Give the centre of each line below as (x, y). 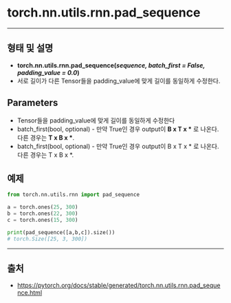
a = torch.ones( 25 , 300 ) (43, 207)
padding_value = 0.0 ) (48, 72)
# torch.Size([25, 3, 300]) (47, 239)
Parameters (33, 103)
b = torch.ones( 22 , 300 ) (43, 214)
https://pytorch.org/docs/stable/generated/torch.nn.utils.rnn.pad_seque (119, 285)
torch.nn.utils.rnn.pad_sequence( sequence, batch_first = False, (111, 65)
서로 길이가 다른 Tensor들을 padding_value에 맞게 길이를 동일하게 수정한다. (119, 81)
